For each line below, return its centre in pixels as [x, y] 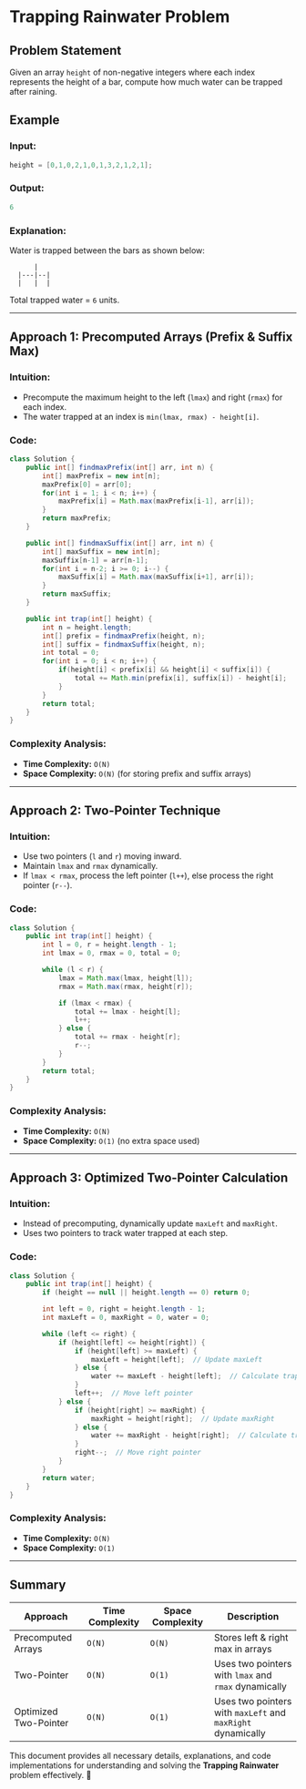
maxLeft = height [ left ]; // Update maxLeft [176, 1359]
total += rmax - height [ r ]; [127, 1037]
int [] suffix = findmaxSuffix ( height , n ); [124, 644]
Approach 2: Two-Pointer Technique [115, 810]
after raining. [33, 92]
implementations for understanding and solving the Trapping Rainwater [144, 1765]
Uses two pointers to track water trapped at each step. [125, 1233]
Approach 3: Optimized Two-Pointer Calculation [149, 1177]
